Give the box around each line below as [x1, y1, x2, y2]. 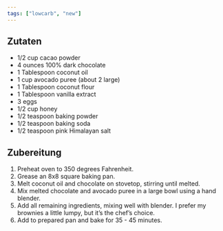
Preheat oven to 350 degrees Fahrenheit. [17, 165, 134, 173]
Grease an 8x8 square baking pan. [17, 173, 116, 181]
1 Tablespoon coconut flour [17, 83, 95, 91]
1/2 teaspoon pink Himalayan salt [17, 126, 111, 135]
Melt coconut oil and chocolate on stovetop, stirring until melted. [17, 179, 201, 188]
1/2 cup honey [17, 104, 58, 113]
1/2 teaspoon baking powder [17, 112, 98, 120]
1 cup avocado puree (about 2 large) [17, 76, 120, 84]
